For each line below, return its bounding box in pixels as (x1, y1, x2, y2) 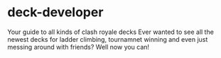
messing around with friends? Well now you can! (7, 42, 150, 51)
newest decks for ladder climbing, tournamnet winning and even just (7, 35, 208, 43)
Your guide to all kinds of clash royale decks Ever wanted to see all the (7, 28, 215, 36)
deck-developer (7, 4, 104, 21)
